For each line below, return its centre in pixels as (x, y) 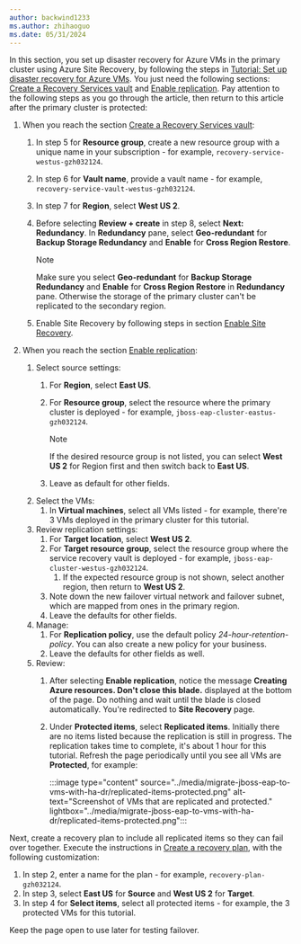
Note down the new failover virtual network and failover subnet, (167, 597)
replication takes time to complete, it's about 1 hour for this (158, 746)
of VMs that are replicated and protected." (195, 802)
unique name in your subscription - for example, (125, 152)
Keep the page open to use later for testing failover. (104, 931)
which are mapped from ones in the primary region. (144, 606)
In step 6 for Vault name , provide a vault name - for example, (149, 179)
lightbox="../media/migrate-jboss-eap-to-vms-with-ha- (151, 811)
